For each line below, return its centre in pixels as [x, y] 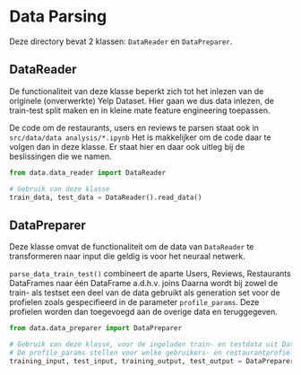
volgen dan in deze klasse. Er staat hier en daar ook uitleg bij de [127, 146]
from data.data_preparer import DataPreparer [95, 328]
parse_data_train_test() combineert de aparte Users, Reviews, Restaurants [150, 274]
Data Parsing [58, 17]
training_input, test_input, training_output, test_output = [126, 361]
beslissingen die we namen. [60, 156]
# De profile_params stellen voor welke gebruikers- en [116, 353]
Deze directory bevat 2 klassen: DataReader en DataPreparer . [121, 41]
